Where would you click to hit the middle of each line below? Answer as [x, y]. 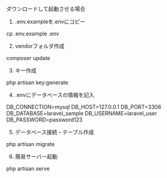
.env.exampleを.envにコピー [50, 22]
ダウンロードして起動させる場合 [46, 9]
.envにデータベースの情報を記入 [55, 95]
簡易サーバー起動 [36, 156]
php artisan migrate [31, 144]
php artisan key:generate [37, 82]
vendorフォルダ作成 [40, 46]
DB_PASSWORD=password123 [44, 120]
